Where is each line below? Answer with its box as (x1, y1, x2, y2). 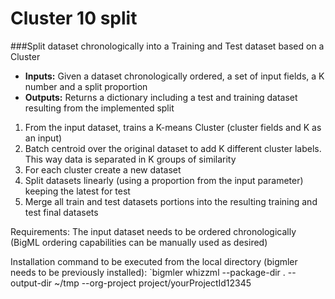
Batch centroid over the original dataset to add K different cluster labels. (24, 142, 322, 154)
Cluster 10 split (10, 7, 138, 30)
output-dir (10, 277, 53, 289)
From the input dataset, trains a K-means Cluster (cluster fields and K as (24, 121, 322, 133)
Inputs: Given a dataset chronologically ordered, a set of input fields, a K (24, 70, 325, 82)
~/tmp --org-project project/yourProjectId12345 (54, 277, 252, 289)
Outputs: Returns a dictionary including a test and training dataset (24, 91, 298, 103)
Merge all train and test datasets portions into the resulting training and (24, 195, 318, 207)
